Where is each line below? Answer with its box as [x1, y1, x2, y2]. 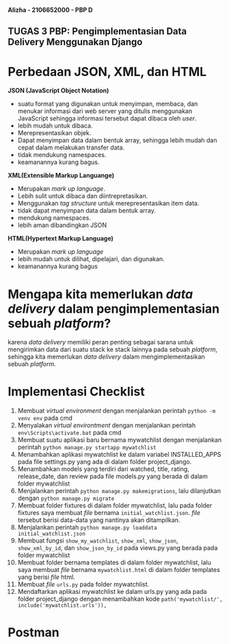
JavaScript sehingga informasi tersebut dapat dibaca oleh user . [17, 115, 197, 123]
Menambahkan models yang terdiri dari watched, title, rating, [17, 465, 190, 473]
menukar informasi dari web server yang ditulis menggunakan [17, 107, 193, 115]
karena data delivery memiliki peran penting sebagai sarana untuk [8, 338, 194, 346]
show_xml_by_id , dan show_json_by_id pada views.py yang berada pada [17, 544, 218, 552]
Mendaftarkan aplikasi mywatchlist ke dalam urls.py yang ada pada [17, 588, 207, 596]
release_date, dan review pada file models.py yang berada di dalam [17, 473, 208, 481]
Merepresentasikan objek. [17, 129, 92, 137]
